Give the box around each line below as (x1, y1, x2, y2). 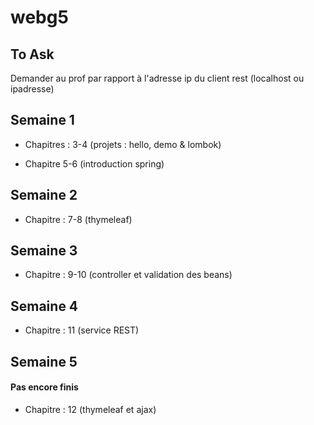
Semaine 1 (10, 112, 75, 129)
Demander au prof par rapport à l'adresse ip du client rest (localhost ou (10, 72, 305, 84)
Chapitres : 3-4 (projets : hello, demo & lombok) (24, 138, 222, 150)
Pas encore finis (10, 381, 79, 393)
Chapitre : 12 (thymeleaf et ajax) (24, 403, 157, 415)
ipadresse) (10, 83, 55, 95)
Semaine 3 (10, 242, 78, 260)
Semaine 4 (10, 297, 79, 315)
